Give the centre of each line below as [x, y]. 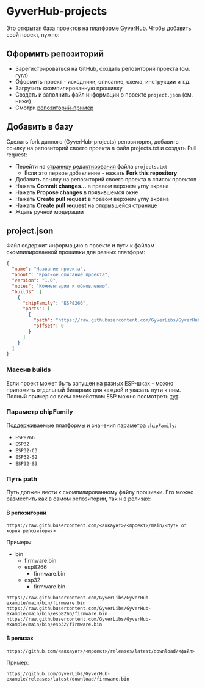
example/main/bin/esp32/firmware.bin [54, 624]
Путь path [22, 479]
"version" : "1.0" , [35, 280]
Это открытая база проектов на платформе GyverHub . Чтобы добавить [99, 28]
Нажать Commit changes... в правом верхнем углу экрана [92, 186]
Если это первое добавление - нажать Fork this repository [101, 173]
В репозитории [27, 513]
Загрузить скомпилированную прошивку [69, 88]
